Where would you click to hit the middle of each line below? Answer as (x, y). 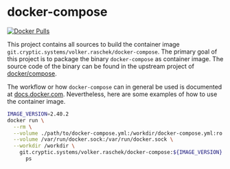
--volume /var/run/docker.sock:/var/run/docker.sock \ (93, 139)
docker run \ (26, 120)
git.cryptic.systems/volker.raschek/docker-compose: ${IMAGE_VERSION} (121, 153)
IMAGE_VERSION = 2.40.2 (38, 114)
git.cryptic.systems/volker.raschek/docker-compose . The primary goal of (112, 52)
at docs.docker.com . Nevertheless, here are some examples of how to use (112, 94)
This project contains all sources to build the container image (93, 44)
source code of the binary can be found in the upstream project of (101, 66)
